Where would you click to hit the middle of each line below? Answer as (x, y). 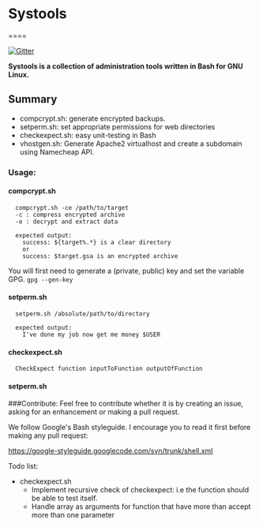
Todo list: (23, 466)
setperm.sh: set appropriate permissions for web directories (117, 126)
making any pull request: (48, 435)
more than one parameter (73, 515)
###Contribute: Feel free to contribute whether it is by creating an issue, (126, 404)
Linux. (19, 74)
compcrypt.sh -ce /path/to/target (72, 207)
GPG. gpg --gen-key (41, 279)
